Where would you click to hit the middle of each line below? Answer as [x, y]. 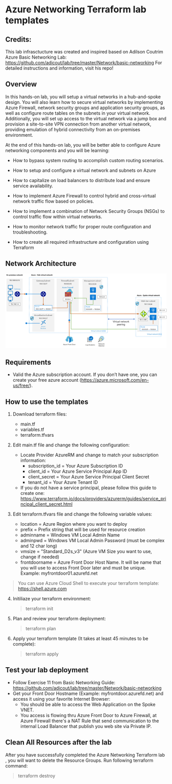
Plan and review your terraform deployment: [59, 619]
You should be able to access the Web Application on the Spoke [88, 704]
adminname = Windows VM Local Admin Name [70, 535]
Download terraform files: [40, 414]
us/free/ [21, 386]
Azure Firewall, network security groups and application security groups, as [85, 108]
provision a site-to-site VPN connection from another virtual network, [78, 124]
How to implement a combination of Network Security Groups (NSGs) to [89, 211]
